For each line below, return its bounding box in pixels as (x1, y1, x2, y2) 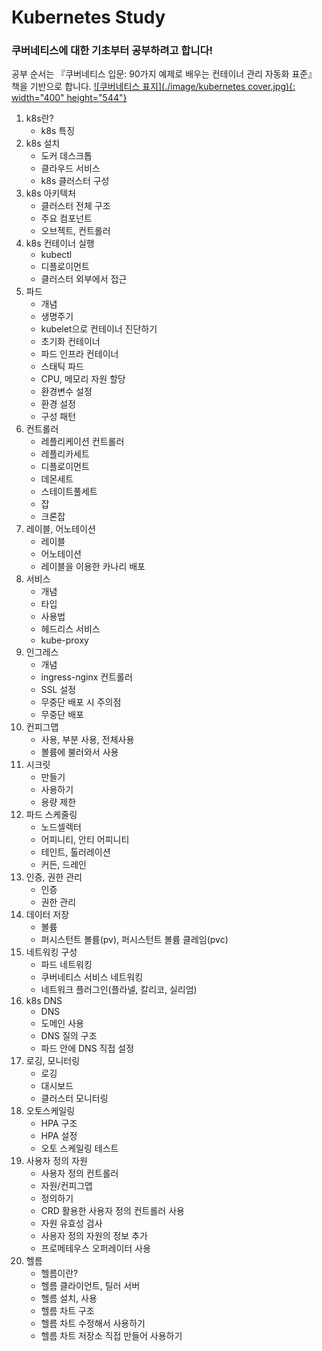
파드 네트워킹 (40, 959, 93, 971)
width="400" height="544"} (11, 92, 128, 104)
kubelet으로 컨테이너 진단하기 (40, 323, 158, 335)
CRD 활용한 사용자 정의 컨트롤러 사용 (40, 1205, 185, 1217)
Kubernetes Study (11, 6, 166, 29)
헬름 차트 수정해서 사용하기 (40, 1317, 146, 1330)
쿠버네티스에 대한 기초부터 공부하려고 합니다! (11, 44, 214, 58)
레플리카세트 (40, 448, 90, 460)
